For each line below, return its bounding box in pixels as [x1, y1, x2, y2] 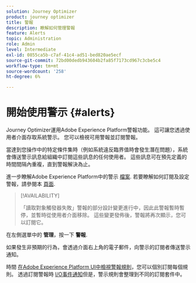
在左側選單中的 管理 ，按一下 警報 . [6, 232, 88, 239]
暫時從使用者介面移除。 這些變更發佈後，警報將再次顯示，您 [36, 212, 181, 219]
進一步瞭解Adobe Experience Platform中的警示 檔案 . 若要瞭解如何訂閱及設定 [6, 173, 190, 180]
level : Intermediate [6, 47, 57, 53]
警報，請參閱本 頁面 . [6, 181, 56, 188]
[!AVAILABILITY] [20, 192, 60, 199]
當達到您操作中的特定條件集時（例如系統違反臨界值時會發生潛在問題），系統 [6, 146, 188, 153]
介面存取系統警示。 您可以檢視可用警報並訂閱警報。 [16, 134, 141, 141]
